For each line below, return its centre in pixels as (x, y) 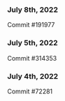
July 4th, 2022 (33, 76)
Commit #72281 (30, 91)
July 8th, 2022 (32, 10)
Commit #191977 (31, 25)
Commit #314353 (32, 58)
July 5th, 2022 (32, 43)
